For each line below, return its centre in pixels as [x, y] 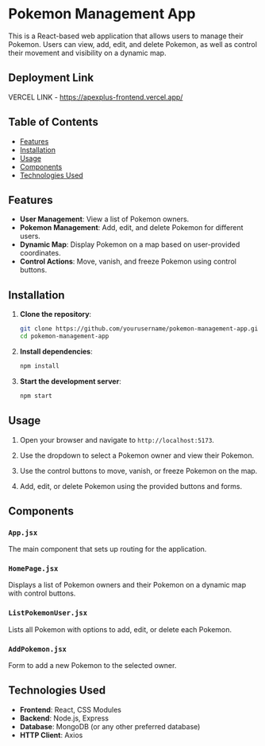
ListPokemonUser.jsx [48, 613]
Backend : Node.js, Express [64, 718]
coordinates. [40, 253]
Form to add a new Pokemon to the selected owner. [92, 666]
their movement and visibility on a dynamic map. [87, 53]
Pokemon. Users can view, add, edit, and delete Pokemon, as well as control [133, 44]
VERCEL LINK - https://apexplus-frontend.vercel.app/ [96, 97]
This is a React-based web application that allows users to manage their [126, 36]
